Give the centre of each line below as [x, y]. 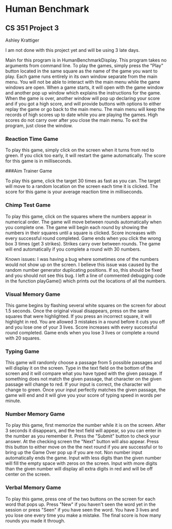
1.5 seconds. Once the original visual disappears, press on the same [77, 311]
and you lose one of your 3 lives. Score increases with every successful [81, 327]
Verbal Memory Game [33, 487]
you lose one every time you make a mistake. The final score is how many [83, 515]
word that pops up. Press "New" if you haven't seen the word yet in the [81, 504]
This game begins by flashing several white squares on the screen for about [85, 305]
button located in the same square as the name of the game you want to [81, 71]
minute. [13, 401]
